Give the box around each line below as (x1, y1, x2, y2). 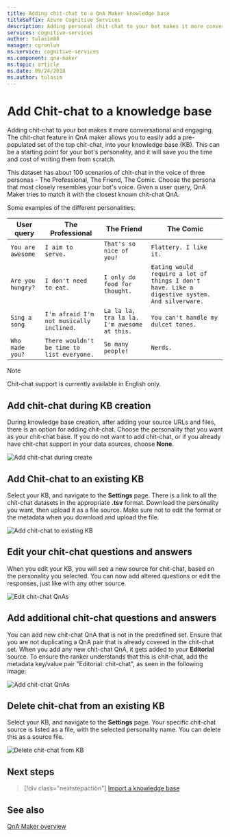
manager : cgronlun (7, 42, 60, 49)
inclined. (44, 324, 77, 332)
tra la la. (103, 314, 140, 322)
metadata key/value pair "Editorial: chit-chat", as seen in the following (7, 659, 203, 668)
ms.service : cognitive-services (7, 49, 99, 56)
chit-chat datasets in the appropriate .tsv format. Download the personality (7, 498, 219, 506)
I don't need (44, 277, 88, 285)
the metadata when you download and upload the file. (7, 512, 159, 521)
